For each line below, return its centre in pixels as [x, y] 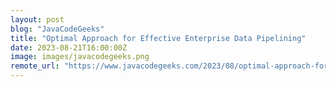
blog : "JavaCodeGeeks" [57, 29]
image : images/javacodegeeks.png [80, 57]
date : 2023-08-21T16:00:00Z [69, 47]
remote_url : [35, 66]
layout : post [37, 19]
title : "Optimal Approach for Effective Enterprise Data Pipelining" [158, 38]
